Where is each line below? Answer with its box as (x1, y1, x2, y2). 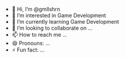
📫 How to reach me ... (11, 31, 67, 38)
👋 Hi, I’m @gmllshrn (11, 6, 61, 12)
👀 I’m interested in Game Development (11, 12, 106, 19)
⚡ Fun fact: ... (11, 46, 45, 53)
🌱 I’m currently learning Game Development (11, 18, 119, 25)
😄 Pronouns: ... (11, 40, 51, 47)
